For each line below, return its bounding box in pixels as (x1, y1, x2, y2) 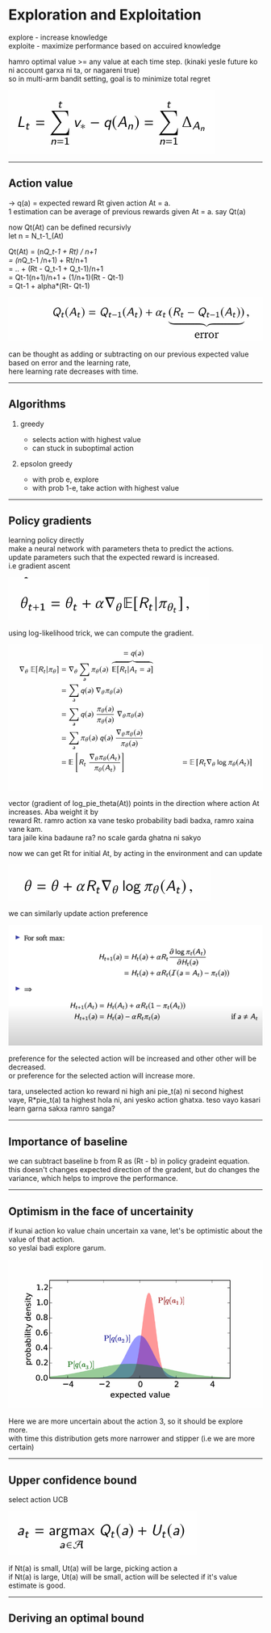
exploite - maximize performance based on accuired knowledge (8, 40, 221, 50)
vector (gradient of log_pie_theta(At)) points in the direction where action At (8, 799, 260, 808)
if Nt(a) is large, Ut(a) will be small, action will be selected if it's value (8, 1572, 238, 1581)
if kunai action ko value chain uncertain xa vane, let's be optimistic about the (8, 1226, 263, 1235)
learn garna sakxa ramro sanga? (8, 1103, 115, 1113)
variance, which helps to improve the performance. (8, 1174, 179, 1184)
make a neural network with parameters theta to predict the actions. (8, 544, 234, 554)
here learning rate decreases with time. (8, 366, 139, 376)
